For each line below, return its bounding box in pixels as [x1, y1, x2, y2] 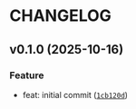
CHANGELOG [9, 5, 112, 26]
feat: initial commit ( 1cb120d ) [22, 89, 129, 100]
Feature [9, 69, 44, 82]
